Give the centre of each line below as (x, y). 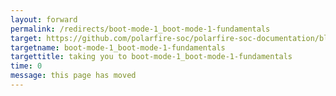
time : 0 (26, 66)
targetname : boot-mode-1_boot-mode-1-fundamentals (118, 47)
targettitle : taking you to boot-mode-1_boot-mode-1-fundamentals (151, 57)
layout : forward (44, 19)
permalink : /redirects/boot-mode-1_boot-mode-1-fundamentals (140, 29)
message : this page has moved (73, 76)
